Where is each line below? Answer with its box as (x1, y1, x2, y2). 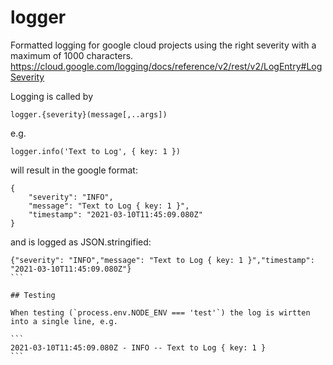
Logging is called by (10, 90, 94, 102)
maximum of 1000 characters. (10, 49, 134, 61)
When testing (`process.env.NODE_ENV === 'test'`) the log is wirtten (10, 307, 311, 318)
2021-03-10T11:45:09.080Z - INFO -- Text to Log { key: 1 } (10, 342, 267, 353)
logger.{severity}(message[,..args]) (10, 109, 168, 120)
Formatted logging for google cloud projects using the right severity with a (10, 39, 317, 51)
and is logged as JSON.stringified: (10, 236, 152, 248)
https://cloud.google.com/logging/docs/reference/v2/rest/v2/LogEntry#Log (10, 60, 323, 72)
